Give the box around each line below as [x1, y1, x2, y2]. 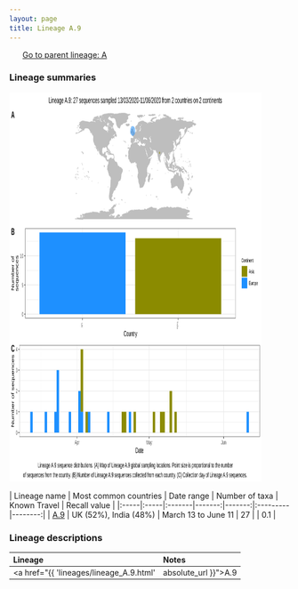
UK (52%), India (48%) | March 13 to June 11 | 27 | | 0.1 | [71, 509, 277, 520]
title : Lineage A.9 [9, 23, 82, 33]
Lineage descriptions [9, 531, 103, 544]
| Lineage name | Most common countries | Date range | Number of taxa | [9, 490, 278, 501]
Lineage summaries [9, 71, 97, 84]
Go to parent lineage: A [21, 49, 108, 60]
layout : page [9, 14, 58, 23]
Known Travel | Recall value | [9, 499, 116, 511]
